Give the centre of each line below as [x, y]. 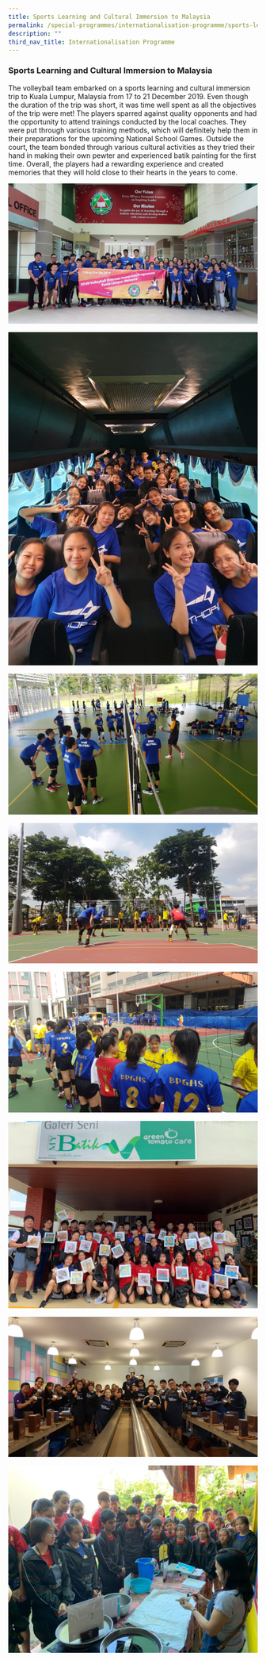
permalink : [26, 25]
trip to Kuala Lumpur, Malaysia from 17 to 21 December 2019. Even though [128, 96]
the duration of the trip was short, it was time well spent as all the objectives [132, 105]
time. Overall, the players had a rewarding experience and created [116, 163]
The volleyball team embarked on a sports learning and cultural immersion [129, 88]
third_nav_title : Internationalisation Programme [92, 42]
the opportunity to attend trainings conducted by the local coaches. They [127, 121]
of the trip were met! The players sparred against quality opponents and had [133, 113]
